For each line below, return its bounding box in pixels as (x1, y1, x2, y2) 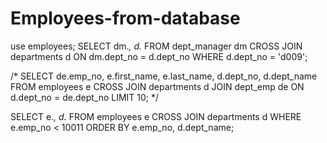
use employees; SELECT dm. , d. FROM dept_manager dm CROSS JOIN (10, 40, 303, 52)
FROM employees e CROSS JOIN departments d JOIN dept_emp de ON (10, 80, 305, 92)
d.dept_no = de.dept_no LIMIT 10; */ (10, 91, 160, 103)
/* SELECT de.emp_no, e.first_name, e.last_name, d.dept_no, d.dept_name (10, 70, 318, 82)
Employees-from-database (10, 7, 241, 30)
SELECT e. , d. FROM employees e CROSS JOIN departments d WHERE (10, 110, 302, 122)
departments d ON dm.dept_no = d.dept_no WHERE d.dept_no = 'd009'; (10, 50, 308, 62)
